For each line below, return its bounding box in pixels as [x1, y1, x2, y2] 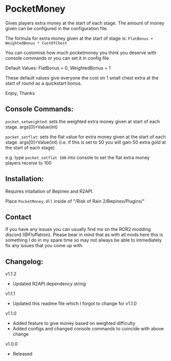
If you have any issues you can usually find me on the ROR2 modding [5, 226, 151, 233]
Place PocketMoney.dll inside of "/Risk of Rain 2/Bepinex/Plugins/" [5, 198, 145, 204]
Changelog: [5, 257, 43, 266]
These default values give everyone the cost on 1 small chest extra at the [5, 74, 159, 81]
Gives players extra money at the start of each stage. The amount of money [5, 20, 164, 26]
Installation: [5, 174, 44, 184]
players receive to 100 [5, 160, 52, 166]
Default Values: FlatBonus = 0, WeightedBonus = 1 [5, 65, 111, 71]
